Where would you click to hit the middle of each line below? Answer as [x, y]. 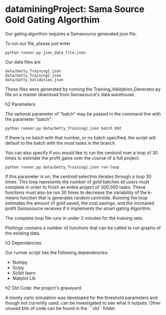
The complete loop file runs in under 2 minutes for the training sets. [74, 218]
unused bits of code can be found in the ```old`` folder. [61, 308]
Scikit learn [24, 273]
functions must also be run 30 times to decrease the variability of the [76, 192]
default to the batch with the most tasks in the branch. [61, 143]
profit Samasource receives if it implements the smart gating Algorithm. [79, 208]
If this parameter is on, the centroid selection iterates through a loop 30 [79, 176]
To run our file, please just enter [38, 43]
